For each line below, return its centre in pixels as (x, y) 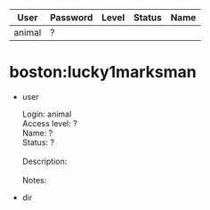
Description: (44, 161)
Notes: (34, 180)
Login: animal (47, 114)
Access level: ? (49, 123)
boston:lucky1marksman (103, 73)
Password (72, 17)
